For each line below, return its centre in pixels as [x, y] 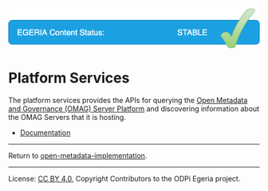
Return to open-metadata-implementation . [78, 155]
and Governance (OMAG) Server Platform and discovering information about [134, 109]
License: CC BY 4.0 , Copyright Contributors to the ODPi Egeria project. [124, 178]
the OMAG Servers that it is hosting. [67, 117]
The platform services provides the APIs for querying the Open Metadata [128, 100]
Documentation [45, 133]
